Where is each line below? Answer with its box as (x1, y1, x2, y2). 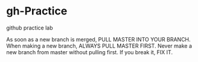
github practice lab (6, 24, 53, 31)
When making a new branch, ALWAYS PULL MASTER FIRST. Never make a (6, 42, 192, 49)
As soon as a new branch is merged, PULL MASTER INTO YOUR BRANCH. (6, 36, 191, 43)
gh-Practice (6, 4, 68, 18)
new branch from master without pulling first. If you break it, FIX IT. (6, 48, 173, 55)
